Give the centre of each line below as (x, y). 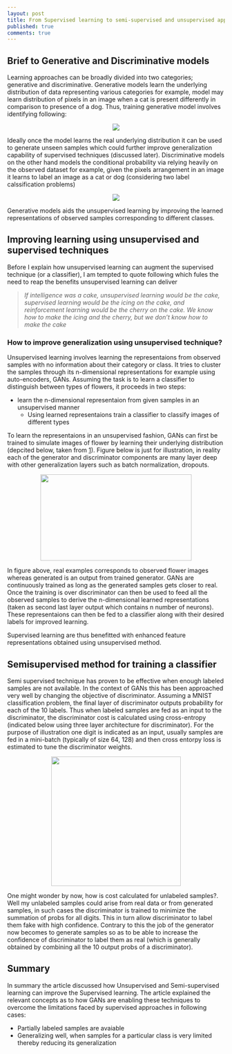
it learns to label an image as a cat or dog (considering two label (98, 177)
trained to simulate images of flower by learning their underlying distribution (115, 443)
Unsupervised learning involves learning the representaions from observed (114, 358)
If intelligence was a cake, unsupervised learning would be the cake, (122, 295)
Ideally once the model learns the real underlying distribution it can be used (115, 140)
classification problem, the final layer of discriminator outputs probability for (115, 703)
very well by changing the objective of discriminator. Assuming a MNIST (110, 695)
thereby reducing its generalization (67, 1042)
